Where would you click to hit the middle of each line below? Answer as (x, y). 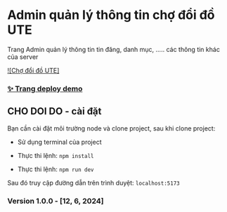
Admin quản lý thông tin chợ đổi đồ (111, 15)
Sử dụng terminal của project (59, 142)
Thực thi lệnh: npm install (56, 155)
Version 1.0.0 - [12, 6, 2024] (56, 201)
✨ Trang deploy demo (45, 88)
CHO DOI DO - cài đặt (54, 111)
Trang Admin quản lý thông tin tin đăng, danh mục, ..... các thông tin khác (113, 49)
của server (23, 57)
